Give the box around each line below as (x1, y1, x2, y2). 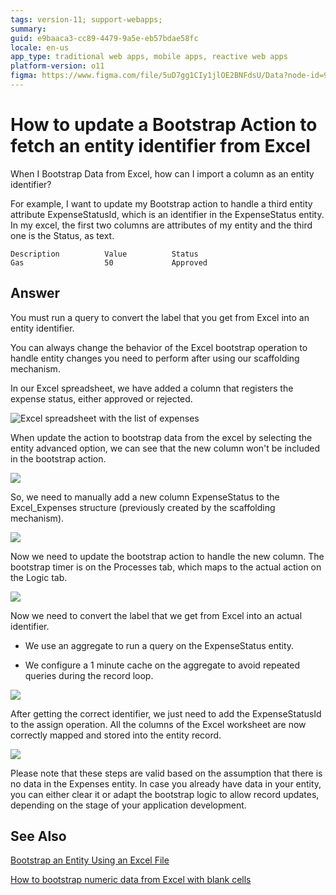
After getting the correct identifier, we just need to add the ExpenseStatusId (10, 707, 322, 720)
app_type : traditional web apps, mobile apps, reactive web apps (10, 52, 288, 62)
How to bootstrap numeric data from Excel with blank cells (10, 874, 252, 886)
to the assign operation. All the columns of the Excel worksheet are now (10, 718, 307, 730)
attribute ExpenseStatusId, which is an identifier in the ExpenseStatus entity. (10, 208, 325, 220)
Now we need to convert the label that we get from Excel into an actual (10, 609, 303, 621)
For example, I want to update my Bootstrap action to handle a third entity (10, 197, 313, 210)
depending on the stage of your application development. (10, 799, 247, 811)
